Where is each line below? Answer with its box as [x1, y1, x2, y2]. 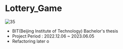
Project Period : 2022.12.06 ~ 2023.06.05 [12, 33, 94, 39]
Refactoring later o [12, 38, 49, 44]
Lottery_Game [5, 3, 62, 14]
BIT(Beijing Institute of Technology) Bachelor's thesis [12, 28, 119, 34]
